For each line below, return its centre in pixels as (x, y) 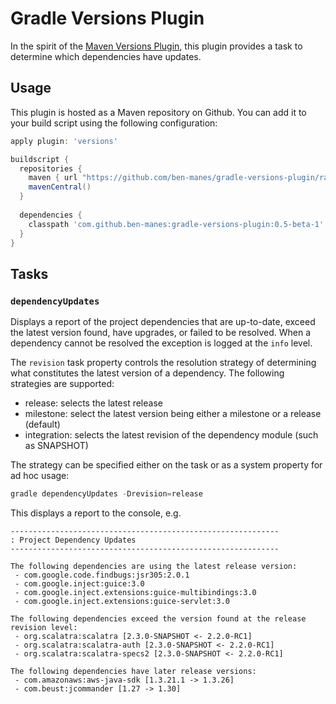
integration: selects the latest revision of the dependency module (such (171, 435)
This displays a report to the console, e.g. (96, 513)
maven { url (53, 178)
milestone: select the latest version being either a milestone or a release (173, 414)
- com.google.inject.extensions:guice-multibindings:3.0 (135, 592)
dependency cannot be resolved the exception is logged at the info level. (161, 343)
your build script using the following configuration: (114, 123)
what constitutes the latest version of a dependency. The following (147, 373)
